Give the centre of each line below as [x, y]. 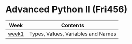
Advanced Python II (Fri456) [67, 9]
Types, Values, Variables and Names [72, 34]
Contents [72, 25]
